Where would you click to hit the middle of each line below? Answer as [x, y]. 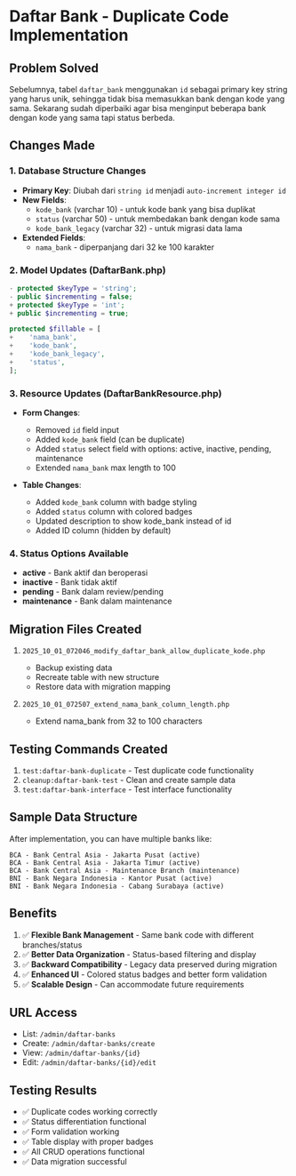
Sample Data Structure [73, 817]
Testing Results [53, 1090]
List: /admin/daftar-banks [69, 1034]
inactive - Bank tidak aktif [70, 582]
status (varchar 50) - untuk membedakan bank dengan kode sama [157, 219]
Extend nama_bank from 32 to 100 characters [119, 721]
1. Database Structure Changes [78, 171]
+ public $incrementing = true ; [69, 313]
